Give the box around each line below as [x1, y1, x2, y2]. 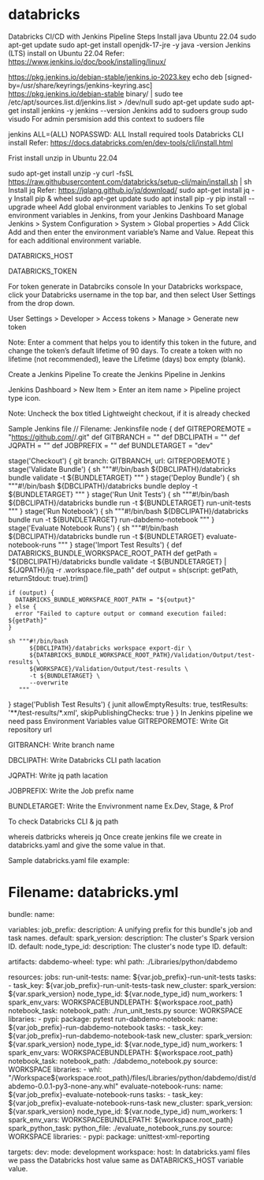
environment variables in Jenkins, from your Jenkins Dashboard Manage [8, 210, 244, 220]
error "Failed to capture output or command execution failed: [15, 609, 227, 617]
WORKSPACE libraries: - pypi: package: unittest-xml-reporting [8, 1132, 210, 1141]
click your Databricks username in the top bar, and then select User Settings [8, 290, 256, 300]
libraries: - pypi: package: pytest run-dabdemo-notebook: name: [8, 1014, 218, 1024]
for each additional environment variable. [8, 236, 142, 245]
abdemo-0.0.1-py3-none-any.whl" [8, 1081, 119, 1091]
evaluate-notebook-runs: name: [120, 1081, 223, 1091]
